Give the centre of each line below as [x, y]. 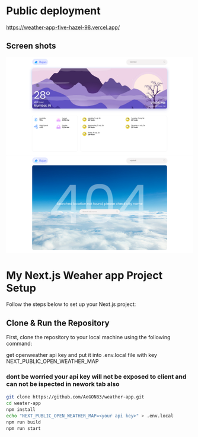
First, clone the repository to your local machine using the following [88, 337]
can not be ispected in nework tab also [63, 384]
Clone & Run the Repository [58, 323]
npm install [21, 410]
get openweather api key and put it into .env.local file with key [82, 355]
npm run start [24, 428]
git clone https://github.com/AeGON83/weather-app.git [75, 397]
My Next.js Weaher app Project [84, 275]
